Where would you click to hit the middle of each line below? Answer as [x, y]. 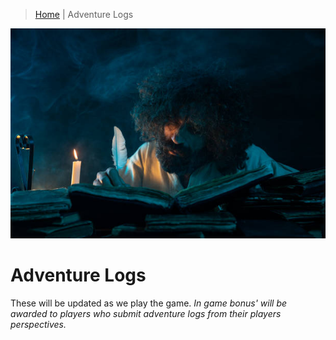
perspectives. [38, 324]
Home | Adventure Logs [84, 14]
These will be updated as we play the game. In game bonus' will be [149, 303]
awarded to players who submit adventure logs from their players [146, 313]
